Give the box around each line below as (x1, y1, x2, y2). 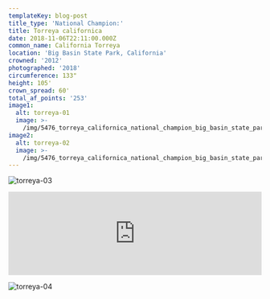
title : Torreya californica (8, 27, 103, 35)
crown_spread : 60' (8, 86, 70, 95)
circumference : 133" (8, 72, 78, 80)
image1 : (8, 101, 35, 109)
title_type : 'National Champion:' (8, 19, 125, 27)
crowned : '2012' (8, 57, 63, 65)
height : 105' (8, 79, 52, 87)
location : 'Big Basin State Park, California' (8, 49, 167, 57)
